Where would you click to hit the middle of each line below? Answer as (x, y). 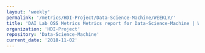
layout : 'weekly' (28, 12)
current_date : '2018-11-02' (42, 40)
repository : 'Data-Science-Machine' (53, 35)
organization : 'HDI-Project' (43, 29)
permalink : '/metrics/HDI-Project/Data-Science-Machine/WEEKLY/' (91, 18)
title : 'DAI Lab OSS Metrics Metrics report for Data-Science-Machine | (101, 23)
